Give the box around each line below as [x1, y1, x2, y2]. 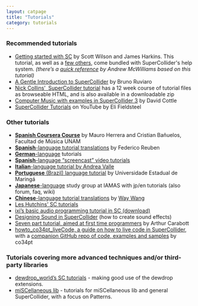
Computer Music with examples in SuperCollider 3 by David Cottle [14, 97, 177, 104]
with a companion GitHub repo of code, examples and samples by [14, 232, 177, 239]
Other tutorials [6, 118, 49, 126]
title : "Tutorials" [6, 14, 55, 20]
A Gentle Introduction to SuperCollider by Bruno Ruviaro [14, 78, 152, 85]
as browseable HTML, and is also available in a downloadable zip [14, 90, 174, 98]
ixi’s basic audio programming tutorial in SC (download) [14, 207, 150, 214]
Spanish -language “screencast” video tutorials [14, 157, 130, 164]
